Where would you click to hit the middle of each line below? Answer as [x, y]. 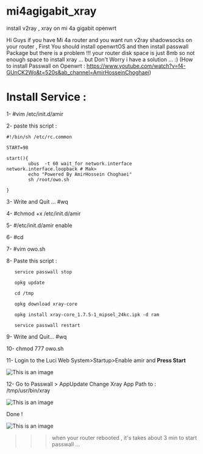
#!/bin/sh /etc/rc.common [39, 137]
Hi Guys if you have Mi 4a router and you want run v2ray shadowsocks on [99, 40]
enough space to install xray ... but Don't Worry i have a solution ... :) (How [100, 59]
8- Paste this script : [32, 261]
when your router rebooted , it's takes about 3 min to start [124, 438]
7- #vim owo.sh [26, 249]
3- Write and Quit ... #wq [37, 201]
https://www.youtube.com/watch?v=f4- [136, 66]
